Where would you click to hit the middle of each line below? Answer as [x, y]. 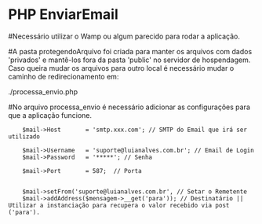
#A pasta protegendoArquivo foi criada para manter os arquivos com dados [130, 51]
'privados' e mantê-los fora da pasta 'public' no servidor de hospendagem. [129, 60]
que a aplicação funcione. [50, 115]
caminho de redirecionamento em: [64, 76]
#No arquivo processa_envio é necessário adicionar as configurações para [129, 107]
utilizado [24, 136]
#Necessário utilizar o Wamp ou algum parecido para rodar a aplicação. [124, 36]
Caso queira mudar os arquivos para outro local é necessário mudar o [121, 68]
